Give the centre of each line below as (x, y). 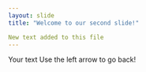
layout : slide (32, 15)
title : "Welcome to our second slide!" (74, 23)
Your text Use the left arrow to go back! (72, 59)
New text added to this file (56, 37)
